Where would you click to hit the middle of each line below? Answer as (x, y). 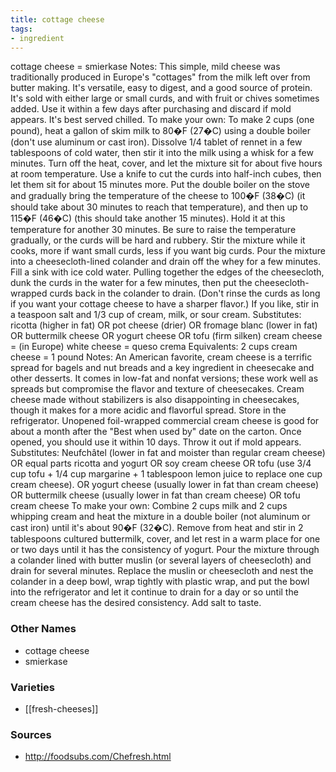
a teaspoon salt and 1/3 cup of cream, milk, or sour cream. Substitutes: (156, 315)
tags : (21, 29)
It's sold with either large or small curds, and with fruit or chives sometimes (165, 98)
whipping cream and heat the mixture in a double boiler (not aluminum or (160, 517)
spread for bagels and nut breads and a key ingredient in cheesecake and (162, 368)
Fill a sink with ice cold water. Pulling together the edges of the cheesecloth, (167, 272)
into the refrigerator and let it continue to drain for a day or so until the (154, 592)
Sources (31, 734)
